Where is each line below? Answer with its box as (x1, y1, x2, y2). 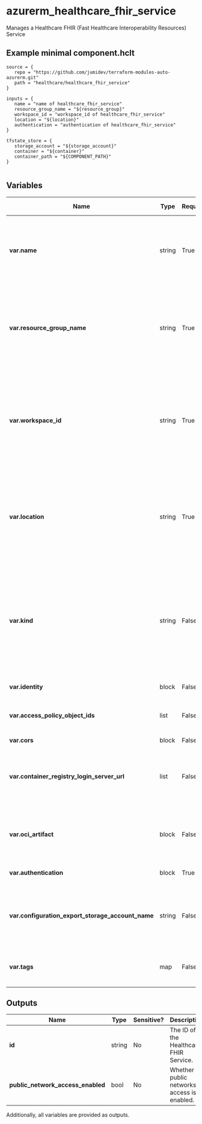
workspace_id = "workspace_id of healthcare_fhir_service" (14, 111, 165, 117)
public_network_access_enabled (9, 1081, 105, 1089)
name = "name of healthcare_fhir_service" (14, 101, 122, 107)
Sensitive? (133, 1016, 164, 1024)
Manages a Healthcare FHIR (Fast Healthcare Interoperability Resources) (6, 24, 187, 31)
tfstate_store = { (6, 137, 52, 144)
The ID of (170, 1026, 197, 1034)
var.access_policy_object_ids (9, 711, 95, 719)
